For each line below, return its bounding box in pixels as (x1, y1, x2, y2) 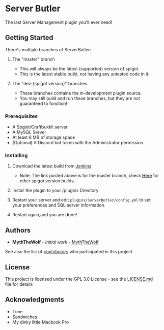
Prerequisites (5, 113, 38, 120)
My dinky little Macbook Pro (12, 319, 69, 325)
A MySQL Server (12, 129, 47, 135)
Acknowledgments (5, 296, 65, 304)
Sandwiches (12, 314, 38, 320)
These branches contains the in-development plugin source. (19, 90, 142, 96)
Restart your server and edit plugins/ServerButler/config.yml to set (12, 197, 151, 203)
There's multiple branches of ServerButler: (5, 46, 92, 52)
